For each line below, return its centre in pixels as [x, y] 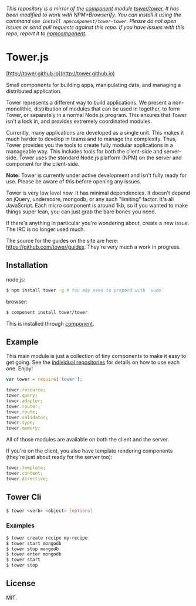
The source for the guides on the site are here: [62, 240]
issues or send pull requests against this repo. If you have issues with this [95, 27]
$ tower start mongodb [34, 543]
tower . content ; [25, 473]
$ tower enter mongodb [34, 554]
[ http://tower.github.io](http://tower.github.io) [61, 73]
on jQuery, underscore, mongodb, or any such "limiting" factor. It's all [90, 199]
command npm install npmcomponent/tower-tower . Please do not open [91, 21]
